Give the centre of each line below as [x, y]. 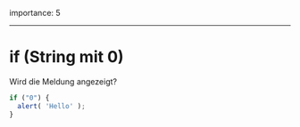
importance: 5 [35, 13]
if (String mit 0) [67, 57]
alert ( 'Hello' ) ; [52, 106]
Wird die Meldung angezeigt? [63, 81]
